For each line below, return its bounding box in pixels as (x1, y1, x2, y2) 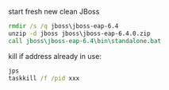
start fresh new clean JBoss (8, 7, 100, 16)
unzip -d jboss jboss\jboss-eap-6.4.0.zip (8, 29, 151, 37)
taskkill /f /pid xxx (8, 74, 80, 82)
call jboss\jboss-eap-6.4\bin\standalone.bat (8, 37, 161, 45)
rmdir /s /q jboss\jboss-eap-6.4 (8, 22, 119, 30)
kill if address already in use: (8, 51, 102, 61)
